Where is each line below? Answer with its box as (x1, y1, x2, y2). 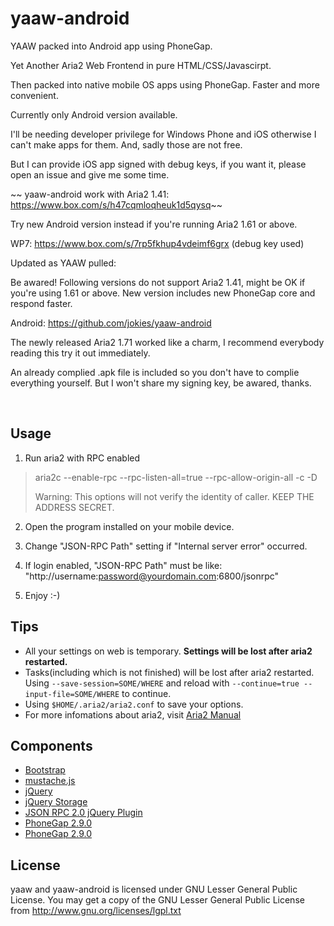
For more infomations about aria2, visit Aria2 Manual (24, 708, 242, 721)
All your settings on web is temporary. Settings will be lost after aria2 (24, 645, 313, 657)
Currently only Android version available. (10, 108, 178, 121)
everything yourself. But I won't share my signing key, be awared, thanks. (10, 377, 312, 389)
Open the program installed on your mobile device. (24, 520, 235, 532)
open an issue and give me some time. (10, 168, 170, 181)
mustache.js (24, 775, 76, 787)
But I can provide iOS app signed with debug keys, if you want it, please (10, 158, 307, 170)
